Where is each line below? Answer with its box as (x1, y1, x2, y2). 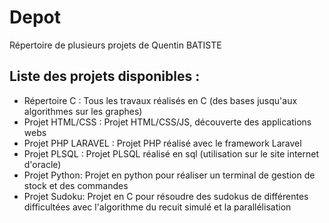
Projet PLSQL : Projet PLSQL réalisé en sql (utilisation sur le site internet (23, 147, 320, 160)
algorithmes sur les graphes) (23, 105, 143, 117)
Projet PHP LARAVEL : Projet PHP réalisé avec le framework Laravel (23, 137, 302, 149)
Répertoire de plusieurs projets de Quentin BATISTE (9, 39, 222, 51)
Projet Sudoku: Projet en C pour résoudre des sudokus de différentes (23, 190, 309, 202)
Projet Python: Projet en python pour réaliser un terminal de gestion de (23, 169, 316, 181)
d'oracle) (23, 158, 62, 170)
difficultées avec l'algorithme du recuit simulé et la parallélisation (23, 201, 292, 213)
